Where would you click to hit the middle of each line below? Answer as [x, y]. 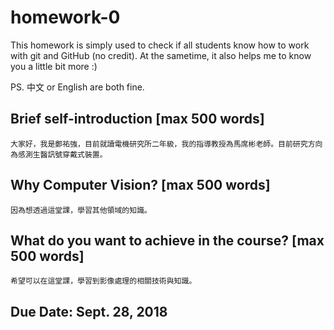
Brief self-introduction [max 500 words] [137, 119]
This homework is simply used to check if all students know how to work [160, 45]
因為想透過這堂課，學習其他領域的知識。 [81, 210]
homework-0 [65, 17]
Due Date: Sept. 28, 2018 [89, 311]
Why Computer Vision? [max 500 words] [140, 185]
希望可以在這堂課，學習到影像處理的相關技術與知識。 [103, 281]
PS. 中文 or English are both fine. [77, 87]
